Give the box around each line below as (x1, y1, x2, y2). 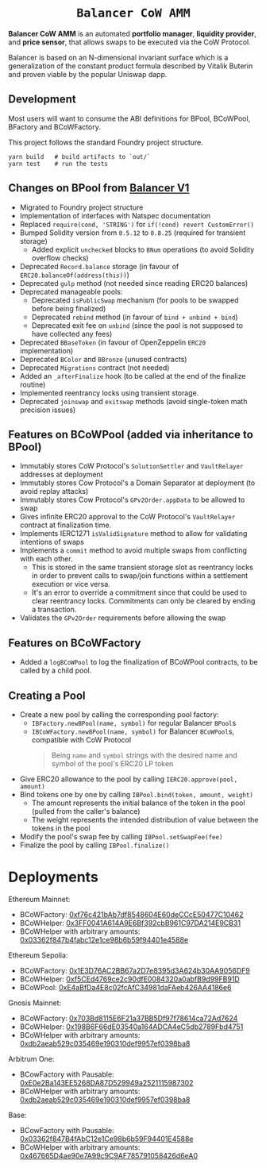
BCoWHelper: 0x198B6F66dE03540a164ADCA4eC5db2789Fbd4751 (19, 1022, 244, 1031)
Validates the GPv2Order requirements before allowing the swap (19, 613, 226, 623)
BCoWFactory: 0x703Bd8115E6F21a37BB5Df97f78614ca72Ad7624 (19, 1013, 238, 1023)
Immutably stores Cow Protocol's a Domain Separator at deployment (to (19, 478, 256, 488)
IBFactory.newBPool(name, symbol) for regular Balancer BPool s (31, 719, 237, 727)
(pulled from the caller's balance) (31, 807, 141, 815)
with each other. (19, 554, 73, 564)
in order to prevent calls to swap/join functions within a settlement (31, 571, 249, 580)
